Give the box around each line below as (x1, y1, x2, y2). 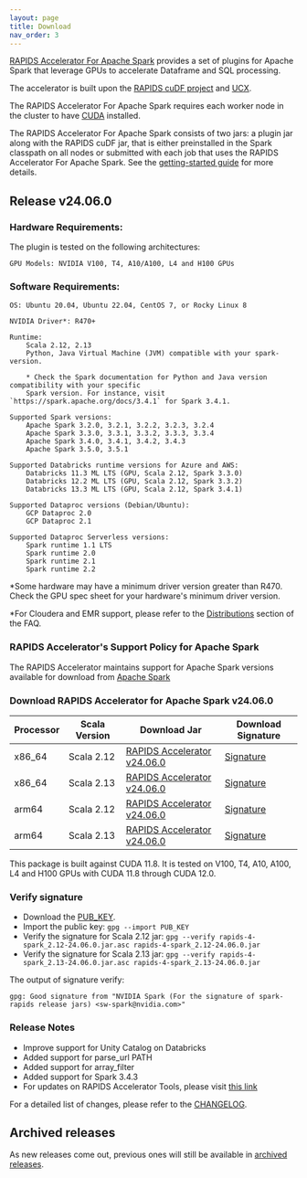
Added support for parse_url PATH (22, 1052, 153, 1063)
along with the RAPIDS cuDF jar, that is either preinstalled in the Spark (9, 138, 272, 149)
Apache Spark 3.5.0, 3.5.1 (26, 445, 129, 454)
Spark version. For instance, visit (26, 389, 166, 398)
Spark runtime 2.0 (26, 549, 96, 558)
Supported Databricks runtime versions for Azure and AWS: (9, 461, 239, 471)
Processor (14, 723, 60, 736)
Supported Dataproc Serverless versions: (9, 533, 170, 542)
